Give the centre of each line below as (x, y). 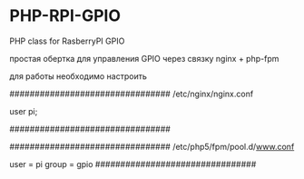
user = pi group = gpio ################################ (133, 164)
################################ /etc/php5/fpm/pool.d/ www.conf (152, 146)
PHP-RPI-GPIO (65, 16)
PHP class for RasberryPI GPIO (67, 41)
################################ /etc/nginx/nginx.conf (132, 94)
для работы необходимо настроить (78, 76)
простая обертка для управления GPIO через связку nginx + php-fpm (144, 58)
